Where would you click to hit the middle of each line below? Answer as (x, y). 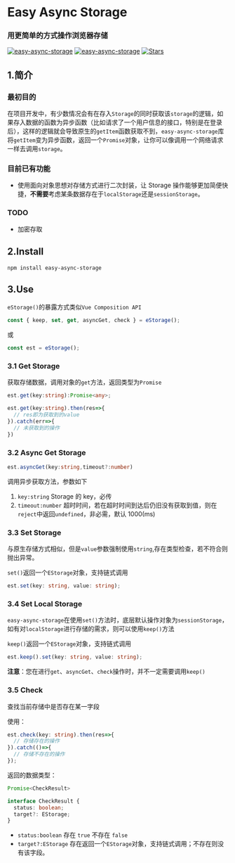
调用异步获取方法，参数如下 (47, 481)
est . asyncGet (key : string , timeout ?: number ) (70, 467)
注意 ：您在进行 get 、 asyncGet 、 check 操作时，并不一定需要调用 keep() (106, 672)
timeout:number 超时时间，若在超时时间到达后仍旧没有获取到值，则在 (117, 505)
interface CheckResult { (43, 801)
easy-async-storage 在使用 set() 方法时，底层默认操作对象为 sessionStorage (115, 620)
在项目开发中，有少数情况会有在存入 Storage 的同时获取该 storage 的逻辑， (112, 114)
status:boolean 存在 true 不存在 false (73, 835)
